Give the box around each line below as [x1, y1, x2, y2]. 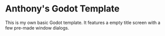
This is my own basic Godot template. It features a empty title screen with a [5, 19, 161, 25]
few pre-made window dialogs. [5, 24, 69, 30]
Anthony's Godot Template [5, 3, 120, 14]
